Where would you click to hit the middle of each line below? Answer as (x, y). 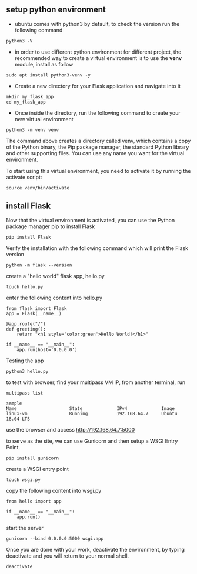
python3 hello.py (27, 371)
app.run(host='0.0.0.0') (47, 349)
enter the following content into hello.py (54, 298)
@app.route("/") (26, 324)
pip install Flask (29, 237)
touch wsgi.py (24, 480)
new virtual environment (44, 119)
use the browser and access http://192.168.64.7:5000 (71, 429)
